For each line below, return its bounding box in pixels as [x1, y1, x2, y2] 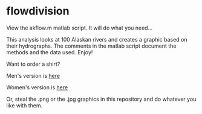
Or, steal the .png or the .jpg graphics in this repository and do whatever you [6, 95, 197, 103]
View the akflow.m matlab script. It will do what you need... [6, 24, 153, 31]
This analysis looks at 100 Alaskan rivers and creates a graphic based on [6, 36, 187, 43]
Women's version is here [6, 83, 68, 91]
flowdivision [6, 4, 70, 18]
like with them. [6, 101, 43, 109]
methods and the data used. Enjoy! [6, 48, 93, 55]
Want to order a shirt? [6, 60, 60, 68]
